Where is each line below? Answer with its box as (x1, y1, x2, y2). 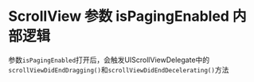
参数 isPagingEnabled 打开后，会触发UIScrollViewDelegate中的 (8, 55, 210, 64)
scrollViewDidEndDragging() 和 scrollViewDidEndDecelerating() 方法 (8, 64, 229, 74)
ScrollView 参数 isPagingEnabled (8, 7, 229, 25)
